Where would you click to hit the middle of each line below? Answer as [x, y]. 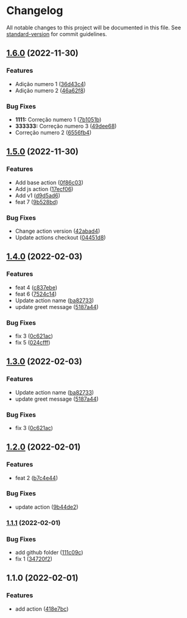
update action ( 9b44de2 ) [47, 507]
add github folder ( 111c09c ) [49, 553]
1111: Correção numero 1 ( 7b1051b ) [58, 119]
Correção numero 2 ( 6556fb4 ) [53, 133]
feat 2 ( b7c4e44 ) [37, 478]
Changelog [35, 11]
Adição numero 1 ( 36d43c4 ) [51, 84]
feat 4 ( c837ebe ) [36, 287]
